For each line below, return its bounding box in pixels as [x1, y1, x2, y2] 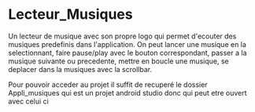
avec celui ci [8, 96, 49, 106]
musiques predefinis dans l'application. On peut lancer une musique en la [8, 39, 246, 49]
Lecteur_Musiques [8, 5, 133, 23]
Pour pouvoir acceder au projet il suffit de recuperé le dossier [8, 80, 208, 89]
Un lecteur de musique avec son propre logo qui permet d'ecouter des [8, 31, 237, 41]
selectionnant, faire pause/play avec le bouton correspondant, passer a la [8, 48, 247, 57]
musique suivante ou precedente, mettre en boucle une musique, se [8, 56, 230, 66]
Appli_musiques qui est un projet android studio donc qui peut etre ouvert [8, 88, 247, 97]
